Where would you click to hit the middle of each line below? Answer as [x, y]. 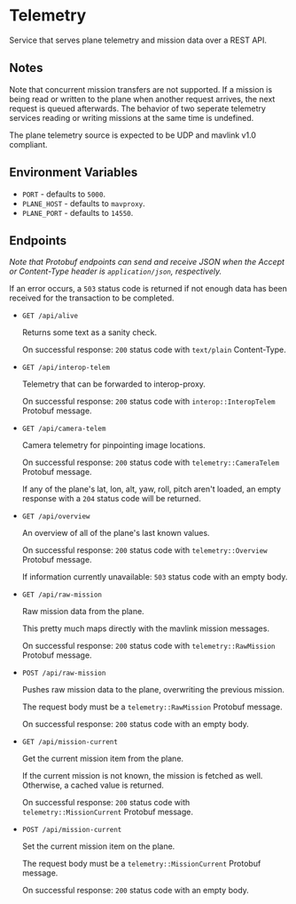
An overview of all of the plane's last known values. [116, 533]
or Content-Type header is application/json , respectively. [116, 271]
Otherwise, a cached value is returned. [93, 785]
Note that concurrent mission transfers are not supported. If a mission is [141, 89]
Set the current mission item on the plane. [98, 846]
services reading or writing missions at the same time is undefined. [132, 117]
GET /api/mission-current [70, 742]
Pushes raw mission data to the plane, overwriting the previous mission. [153, 690]
